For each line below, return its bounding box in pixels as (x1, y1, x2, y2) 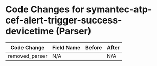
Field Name (52, 43, 81, 51)
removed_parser (8, 52, 48, 59)
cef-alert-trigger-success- (5, 14, 122, 26)
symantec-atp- (86, 4, 152, 15)
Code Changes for (5, 4, 84, 15)
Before (85, 43, 102, 51)
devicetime (5, 26, 54, 37)
